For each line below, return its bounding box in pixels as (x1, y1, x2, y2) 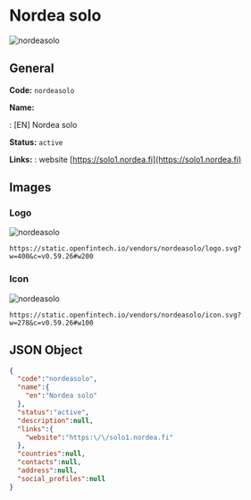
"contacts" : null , (17, 458, 82, 467)
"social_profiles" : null (17, 474, 105, 483)
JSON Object (9, 343, 83, 358)
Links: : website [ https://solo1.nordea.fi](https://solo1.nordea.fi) (9, 154, 242, 165)
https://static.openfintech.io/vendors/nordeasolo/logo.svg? (9, 244, 242, 253)
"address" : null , (17, 466, 78, 475)
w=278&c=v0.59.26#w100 (9, 318, 94, 327)
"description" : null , (17, 416, 94, 425)
